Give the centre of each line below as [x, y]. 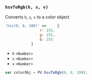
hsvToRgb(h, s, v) [27, 7]
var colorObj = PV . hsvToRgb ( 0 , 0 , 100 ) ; [46, 72]
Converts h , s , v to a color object [37, 17]
